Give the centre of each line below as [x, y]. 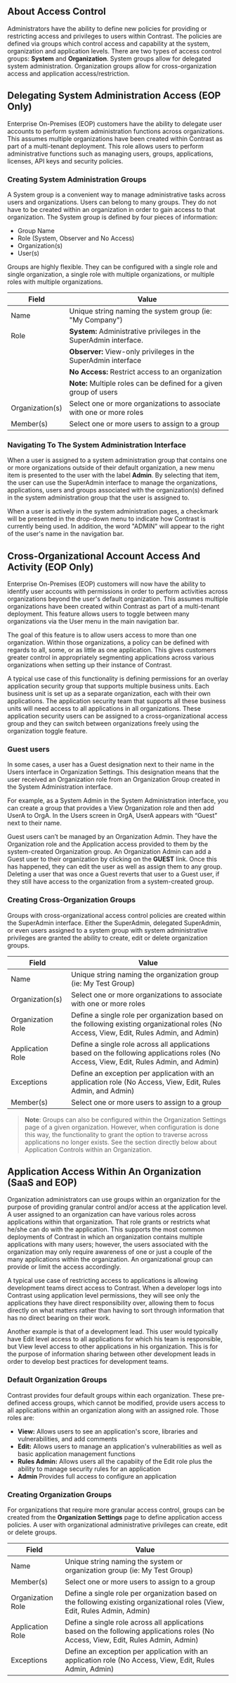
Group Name [36, 230]
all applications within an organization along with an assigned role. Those [113, 1410]
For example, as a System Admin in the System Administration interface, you [118, 801]
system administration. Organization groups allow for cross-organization [112, 66]
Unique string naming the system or [124, 1562]
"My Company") [96, 320]
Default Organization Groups [57, 1380]
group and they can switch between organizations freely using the [103, 723]
